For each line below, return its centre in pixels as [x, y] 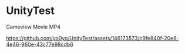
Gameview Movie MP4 [33, 27]
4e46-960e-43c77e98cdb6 [40, 44]
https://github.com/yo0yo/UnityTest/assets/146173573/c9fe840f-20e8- [92, 38]
